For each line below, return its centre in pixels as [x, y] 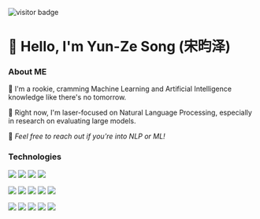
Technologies [35, 157]
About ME [28, 72]
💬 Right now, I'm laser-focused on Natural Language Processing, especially [130, 113]
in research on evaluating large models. [72, 121]
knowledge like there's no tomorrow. [67, 97]
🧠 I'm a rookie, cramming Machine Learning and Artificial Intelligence [120, 89]
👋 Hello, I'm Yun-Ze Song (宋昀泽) [119, 47]
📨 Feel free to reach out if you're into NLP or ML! [87, 136]
